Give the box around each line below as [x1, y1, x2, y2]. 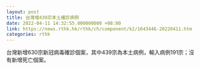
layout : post [6, 8, 40, 15]
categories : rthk [6, 31, 51, 38]
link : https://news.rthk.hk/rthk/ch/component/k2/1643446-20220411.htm [6, 25, 192, 32]
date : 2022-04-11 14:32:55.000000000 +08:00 [6, 20, 121, 26]
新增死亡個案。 [11, 56, 49, 64]
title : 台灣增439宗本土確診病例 [6, 15, 79, 21]
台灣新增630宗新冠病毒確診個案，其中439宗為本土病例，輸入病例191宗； [6, 49, 189, 56]
